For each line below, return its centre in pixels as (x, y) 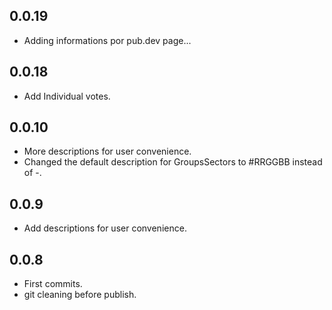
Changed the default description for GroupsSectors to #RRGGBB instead (173, 162)
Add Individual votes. (67, 96)
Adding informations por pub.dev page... (107, 40)
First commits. (53, 284)
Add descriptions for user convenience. (105, 228)
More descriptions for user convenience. (107, 151)
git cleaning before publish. (80, 295)
